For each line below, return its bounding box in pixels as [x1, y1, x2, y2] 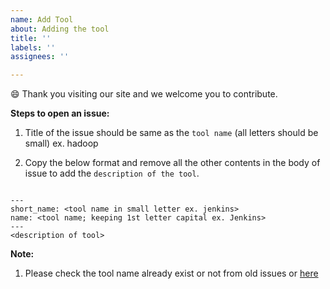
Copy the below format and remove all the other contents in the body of [24, 157, 321, 169]
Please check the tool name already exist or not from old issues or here [24, 267, 319, 280]
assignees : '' [10, 52, 70, 62]
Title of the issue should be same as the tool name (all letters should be [24, 127, 319, 139]
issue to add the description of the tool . [24, 167, 200, 180]
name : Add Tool [10, 14, 74, 25]
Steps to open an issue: [10, 107, 110, 120]
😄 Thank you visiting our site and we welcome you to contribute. [10, 88, 278, 100]
